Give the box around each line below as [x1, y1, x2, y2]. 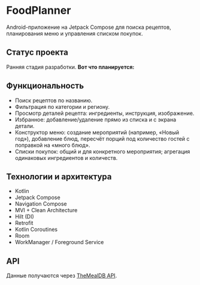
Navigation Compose [14, 200, 67, 207]
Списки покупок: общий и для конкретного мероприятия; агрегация [14, 148, 190, 155]
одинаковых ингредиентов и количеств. [14, 154, 118, 161]
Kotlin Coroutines [14, 226, 58, 233]
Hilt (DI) [14, 213, 34, 220]
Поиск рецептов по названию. [14, 97, 93, 104]
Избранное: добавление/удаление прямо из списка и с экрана [14, 115, 177, 123]
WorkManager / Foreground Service [14, 239, 104, 246]
